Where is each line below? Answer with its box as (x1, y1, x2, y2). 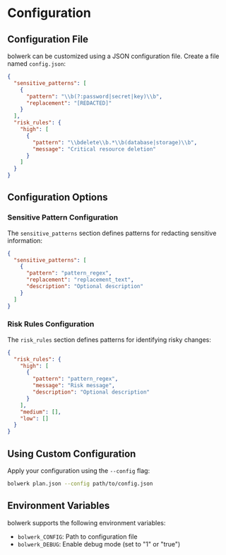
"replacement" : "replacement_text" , (25, 276, 134, 284)
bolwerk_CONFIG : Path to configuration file (17, 532, 138, 541)
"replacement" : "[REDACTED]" (25, 99, 112, 107)
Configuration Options (7, 191, 108, 203)
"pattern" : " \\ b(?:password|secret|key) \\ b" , (25, 93, 162, 100)
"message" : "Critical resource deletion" (32, 145, 157, 153)
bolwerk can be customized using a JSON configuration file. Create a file (7, 52, 220, 60)
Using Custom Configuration (7, 447, 136, 459)
